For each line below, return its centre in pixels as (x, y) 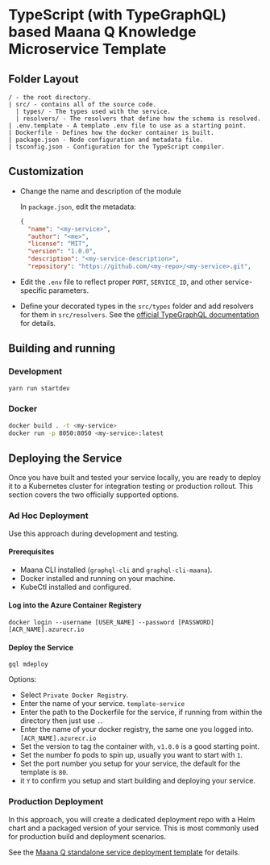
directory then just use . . (61, 721)
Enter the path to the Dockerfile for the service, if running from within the (141, 712)
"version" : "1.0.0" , (62, 252)
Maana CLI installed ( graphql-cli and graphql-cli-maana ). (116, 570)
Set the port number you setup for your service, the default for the (130, 763)
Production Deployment (56, 802)
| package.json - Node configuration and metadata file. (106, 140)
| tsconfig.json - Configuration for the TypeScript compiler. (117, 147)
